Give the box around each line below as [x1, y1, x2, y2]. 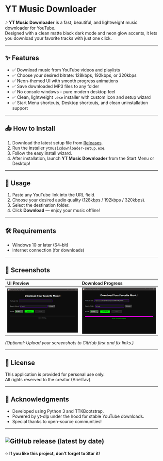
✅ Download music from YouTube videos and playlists [12, 67, 120, 72]
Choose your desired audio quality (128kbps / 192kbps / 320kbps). [12, 197, 146, 203]
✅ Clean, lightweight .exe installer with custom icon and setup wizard [12, 94, 151, 100]
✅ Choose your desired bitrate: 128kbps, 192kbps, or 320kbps [12, 72, 137, 78]
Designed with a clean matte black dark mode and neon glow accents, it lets [5, 30, 158, 36]
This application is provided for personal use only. [5, 372, 105, 377]
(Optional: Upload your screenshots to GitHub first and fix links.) [5, 340, 134, 346]
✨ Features [5, 54, 39, 62]
